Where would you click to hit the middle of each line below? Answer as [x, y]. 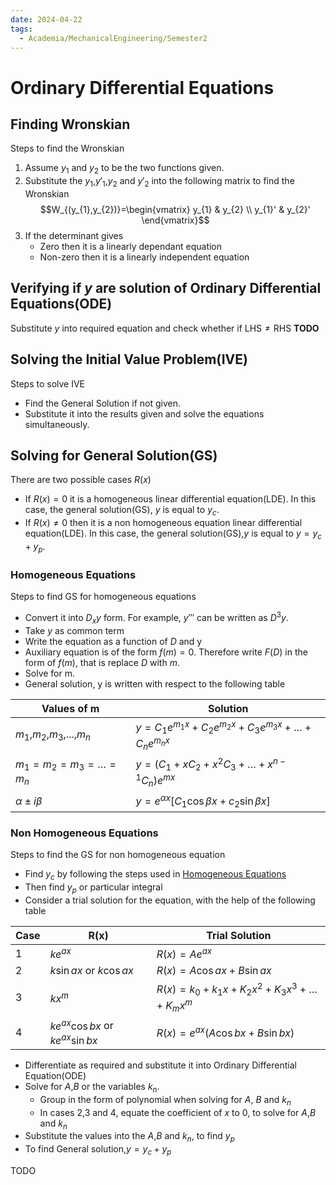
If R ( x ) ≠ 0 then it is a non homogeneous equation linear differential [163, 523]
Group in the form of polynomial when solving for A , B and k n [165, 1100]
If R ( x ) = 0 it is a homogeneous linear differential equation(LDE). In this [170, 499]
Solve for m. [49, 673]
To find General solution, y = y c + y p [98, 1150]
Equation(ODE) [55, 1076]
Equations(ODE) [61, 304]
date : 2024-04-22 [46, 19]
